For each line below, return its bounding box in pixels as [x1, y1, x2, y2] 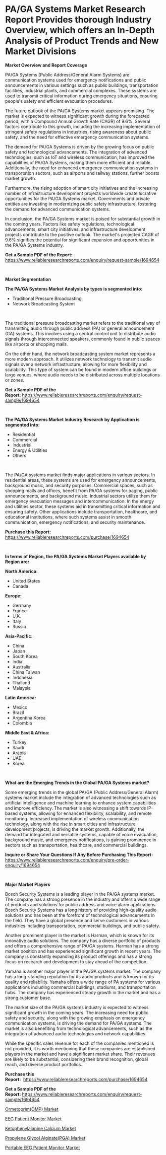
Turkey [12, 739, 27, 745]
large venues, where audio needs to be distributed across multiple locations [5, 371, 160, 378]
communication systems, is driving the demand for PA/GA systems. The [5, 1020, 152, 1026]
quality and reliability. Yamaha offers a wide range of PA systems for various [5, 979, 161, 985]
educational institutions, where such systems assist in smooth [5, 514, 132, 520]
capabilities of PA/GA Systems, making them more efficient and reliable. [5, 159, 152, 165]
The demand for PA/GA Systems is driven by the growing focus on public [5, 144, 155, 149]
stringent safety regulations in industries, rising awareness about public [5, 129, 151, 135]
